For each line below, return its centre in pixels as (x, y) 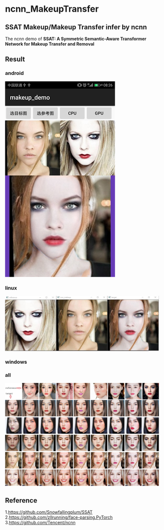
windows (16, 362)
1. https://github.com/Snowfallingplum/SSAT (49, 512)
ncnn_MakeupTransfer (52, 9)
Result (15, 59)
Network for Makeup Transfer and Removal (50, 44)
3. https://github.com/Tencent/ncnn (40, 523)
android (15, 73)
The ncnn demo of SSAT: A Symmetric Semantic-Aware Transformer (76, 39)
